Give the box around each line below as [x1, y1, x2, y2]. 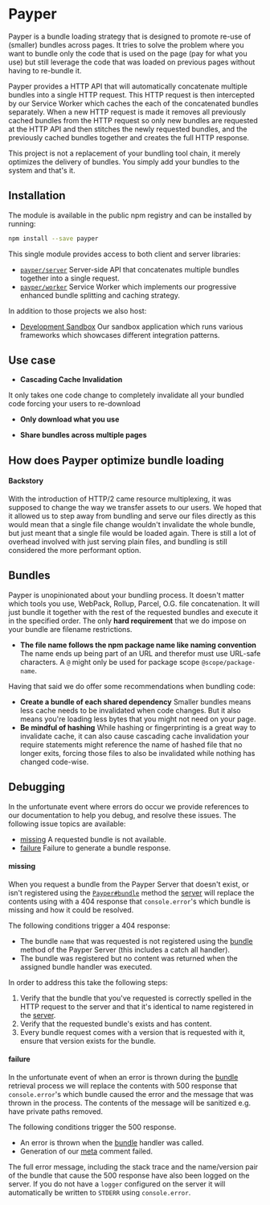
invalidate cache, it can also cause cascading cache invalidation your [19, 731, 249, 741]
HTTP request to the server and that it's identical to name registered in [19, 1001, 254, 1012]
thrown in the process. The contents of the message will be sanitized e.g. [8, 1098, 252, 1108]
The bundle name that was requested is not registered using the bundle [19, 936, 253, 945]
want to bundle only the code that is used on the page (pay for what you [8, 48, 247, 58]
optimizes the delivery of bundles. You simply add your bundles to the [8, 156, 239, 166]
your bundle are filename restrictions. [8, 624, 133, 634]
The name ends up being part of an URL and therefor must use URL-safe [19, 648, 261, 658]
